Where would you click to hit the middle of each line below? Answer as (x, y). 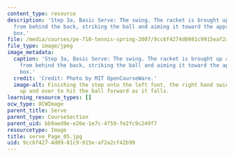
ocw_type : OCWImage (36, 104)
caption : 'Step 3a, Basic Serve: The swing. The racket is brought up (118, 59)
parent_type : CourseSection (48, 117)
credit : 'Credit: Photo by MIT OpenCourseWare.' (85, 78)
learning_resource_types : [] (49, 98)
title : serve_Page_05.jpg (45, 136)
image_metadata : (31, 53)
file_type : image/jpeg (40, 46)
